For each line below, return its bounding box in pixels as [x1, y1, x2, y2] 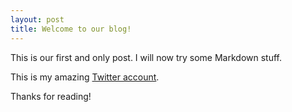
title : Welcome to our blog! [10, 24, 132, 34]
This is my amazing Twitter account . [10, 71, 160, 83]
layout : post [10, 14, 65, 25]
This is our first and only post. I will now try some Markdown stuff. [10, 51, 283, 63]
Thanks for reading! [10, 90, 92, 102]
